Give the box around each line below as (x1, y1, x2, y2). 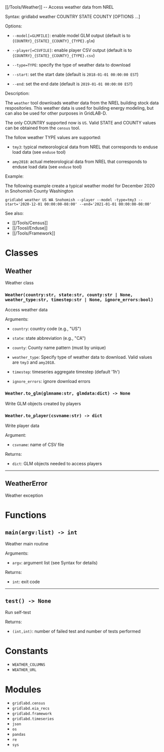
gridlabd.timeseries (12, 717, 54, 722)
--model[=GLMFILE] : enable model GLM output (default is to (12, 33, 131, 38)
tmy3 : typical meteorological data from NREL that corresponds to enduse (12, 144, 158, 150)
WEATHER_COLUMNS (12, 662, 45, 667)
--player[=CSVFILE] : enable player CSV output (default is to (12, 47, 132, 53)
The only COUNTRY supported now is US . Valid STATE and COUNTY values (5, 120, 156, 125)
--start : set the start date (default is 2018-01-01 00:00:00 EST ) (12, 71, 139, 77)
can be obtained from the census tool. (5, 125, 81, 131)
